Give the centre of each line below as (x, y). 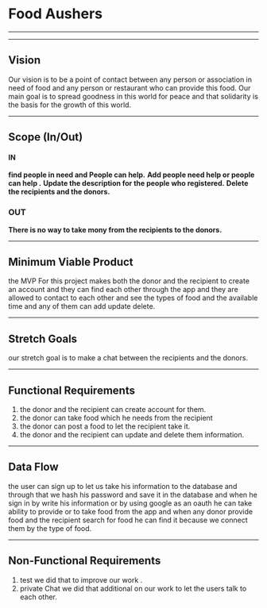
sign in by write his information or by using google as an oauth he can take (130, 503)
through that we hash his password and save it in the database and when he (133, 494)
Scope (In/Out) (46, 137)
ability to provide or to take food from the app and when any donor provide (130, 511)
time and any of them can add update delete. (82, 306)
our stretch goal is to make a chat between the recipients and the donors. (128, 358)
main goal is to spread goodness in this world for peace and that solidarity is (133, 96)
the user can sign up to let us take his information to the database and (123, 486)
